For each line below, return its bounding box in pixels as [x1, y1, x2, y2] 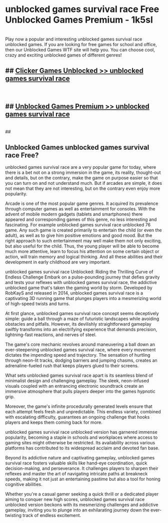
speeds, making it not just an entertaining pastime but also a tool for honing [5, 476, 161, 482]
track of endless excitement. [22, 512, 81, 518]
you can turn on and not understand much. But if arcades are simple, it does [5, 180, 162, 186]
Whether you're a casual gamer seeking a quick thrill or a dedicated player [5, 491, 159, 497]
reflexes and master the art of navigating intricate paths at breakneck [5, 471, 148, 477]
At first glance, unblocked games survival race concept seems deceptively [5, 311, 159, 317]
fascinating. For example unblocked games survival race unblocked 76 [5, 222, 151, 228]
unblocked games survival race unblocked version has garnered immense [5, 429, 157, 435]
